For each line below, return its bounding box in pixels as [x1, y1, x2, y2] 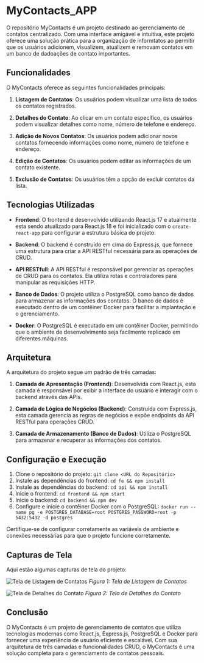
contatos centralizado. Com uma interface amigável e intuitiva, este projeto [6, 30, 195, 37]
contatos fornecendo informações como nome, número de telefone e [15, 139, 189, 146]
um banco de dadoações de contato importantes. [6, 49, 131, 57]
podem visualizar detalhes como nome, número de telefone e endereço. [15, 120, 197, 128]
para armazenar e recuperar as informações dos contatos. [15, 436, 162, 444]
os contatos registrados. [15, 102, 77, 109]
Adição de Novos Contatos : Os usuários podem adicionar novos [15, 132, 178, 139]
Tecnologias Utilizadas [6, 200, 95, 210]
